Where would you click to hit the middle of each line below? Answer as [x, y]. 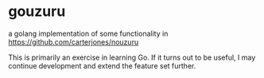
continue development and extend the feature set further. [102, 65]
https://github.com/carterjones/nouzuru [74, 41]
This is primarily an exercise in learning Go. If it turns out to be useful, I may [132, 57]
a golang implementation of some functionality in [88, 33]
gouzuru [37, 12]
